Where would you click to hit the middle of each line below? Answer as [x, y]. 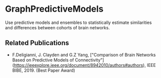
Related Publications [37, 43]
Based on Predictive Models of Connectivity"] [58, 60]
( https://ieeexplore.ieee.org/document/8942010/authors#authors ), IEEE [84, 65]
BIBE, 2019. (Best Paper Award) [44, 70]
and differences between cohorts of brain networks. [57, 27]
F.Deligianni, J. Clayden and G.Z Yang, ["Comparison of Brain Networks [84, 55]
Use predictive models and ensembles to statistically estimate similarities [79, 22]
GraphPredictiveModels [54, 9]
